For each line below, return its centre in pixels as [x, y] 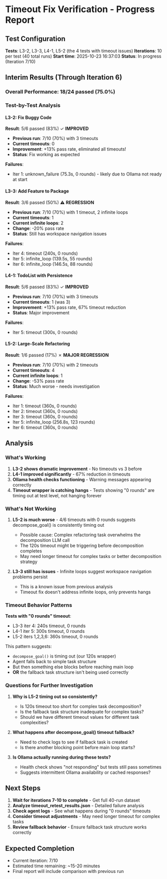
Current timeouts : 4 [33, 371]
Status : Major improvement [41, 312]
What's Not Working [31, 508]
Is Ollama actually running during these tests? [62, 757]
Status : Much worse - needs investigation [56, 386]
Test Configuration [35, 39]
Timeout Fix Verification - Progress [80, 9]
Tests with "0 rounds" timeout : [38, 616]
